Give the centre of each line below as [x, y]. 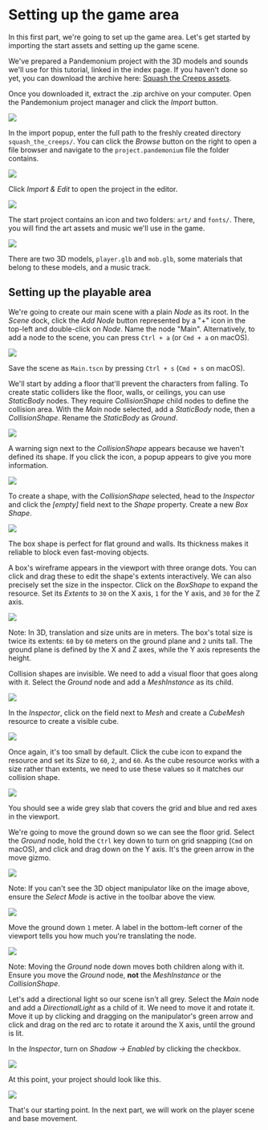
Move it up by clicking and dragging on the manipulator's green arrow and [131, 1016]
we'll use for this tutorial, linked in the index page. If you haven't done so [128, 69]
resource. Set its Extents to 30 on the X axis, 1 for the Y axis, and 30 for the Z [134, 593]
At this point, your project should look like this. [85, 1079]
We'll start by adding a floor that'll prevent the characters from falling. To [128, 384]
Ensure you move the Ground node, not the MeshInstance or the [115, 975]
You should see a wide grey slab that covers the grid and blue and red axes [133, 807]
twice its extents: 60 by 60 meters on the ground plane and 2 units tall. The [130, 640]
